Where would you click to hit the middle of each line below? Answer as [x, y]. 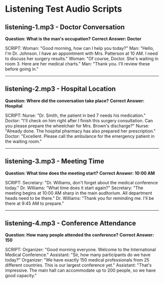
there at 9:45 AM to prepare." [35, 203]
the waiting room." [23, 141]
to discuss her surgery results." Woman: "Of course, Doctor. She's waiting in [82, 59]
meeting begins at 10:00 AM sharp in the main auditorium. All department [79, 193]
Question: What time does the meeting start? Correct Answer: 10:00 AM [80, 173]
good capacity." [21, 276]
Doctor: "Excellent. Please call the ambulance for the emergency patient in [80, 136]
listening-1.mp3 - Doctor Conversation [65, 27]
